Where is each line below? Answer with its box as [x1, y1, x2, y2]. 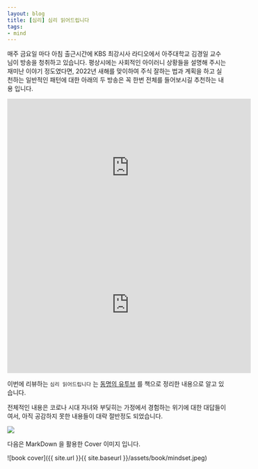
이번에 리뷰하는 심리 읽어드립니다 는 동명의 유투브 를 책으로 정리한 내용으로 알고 [7, 380, 217, 388]
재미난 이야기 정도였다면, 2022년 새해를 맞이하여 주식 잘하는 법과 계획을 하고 [7, 67, 216, 75]
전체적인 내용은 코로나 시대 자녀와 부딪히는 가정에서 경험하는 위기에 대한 [7, 403, 202, 412]
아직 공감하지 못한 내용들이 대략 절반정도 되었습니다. [22, 412, 163, 420]
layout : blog [7, 10, 45, 17]
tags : [7, 23, 23, 30]
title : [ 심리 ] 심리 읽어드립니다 [7, 17, 90, 24]
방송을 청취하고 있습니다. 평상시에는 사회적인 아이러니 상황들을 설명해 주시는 [19, 59, 227, 67]
